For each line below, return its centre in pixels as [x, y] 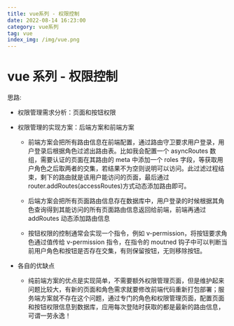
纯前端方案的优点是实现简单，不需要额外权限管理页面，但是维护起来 [126, 280]
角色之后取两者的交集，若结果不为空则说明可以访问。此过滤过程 [126, 168]
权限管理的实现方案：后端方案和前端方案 [76, 128]
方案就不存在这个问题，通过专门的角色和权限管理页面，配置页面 [132, 298]
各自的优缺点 [36, 266]
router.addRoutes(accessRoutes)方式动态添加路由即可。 [109, 186]
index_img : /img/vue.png [43, 40]
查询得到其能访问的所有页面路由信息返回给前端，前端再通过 [120, 210]
